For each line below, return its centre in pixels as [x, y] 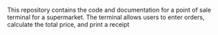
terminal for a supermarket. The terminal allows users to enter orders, [106, 17]
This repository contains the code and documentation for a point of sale [109, 10]
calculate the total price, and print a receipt [68, 24]
